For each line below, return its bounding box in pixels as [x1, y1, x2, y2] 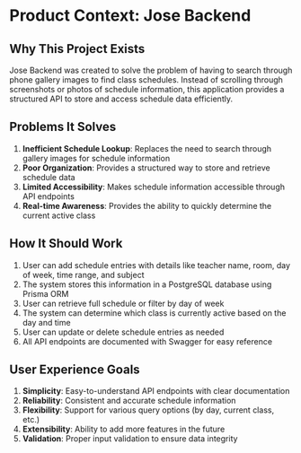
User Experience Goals [9, 362, 141, 378]
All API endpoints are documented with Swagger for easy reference [22, 335, 272, 346]
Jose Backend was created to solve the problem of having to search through [9, 65, 293, 75]
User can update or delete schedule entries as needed [22, 327, 225, 337]
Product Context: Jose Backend [9, 5, 252, 26]
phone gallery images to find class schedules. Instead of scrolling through [9, 74, 283, 85]
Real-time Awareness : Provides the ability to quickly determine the [22, 200, 272, 211]
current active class [22, 210, 96, 221]
